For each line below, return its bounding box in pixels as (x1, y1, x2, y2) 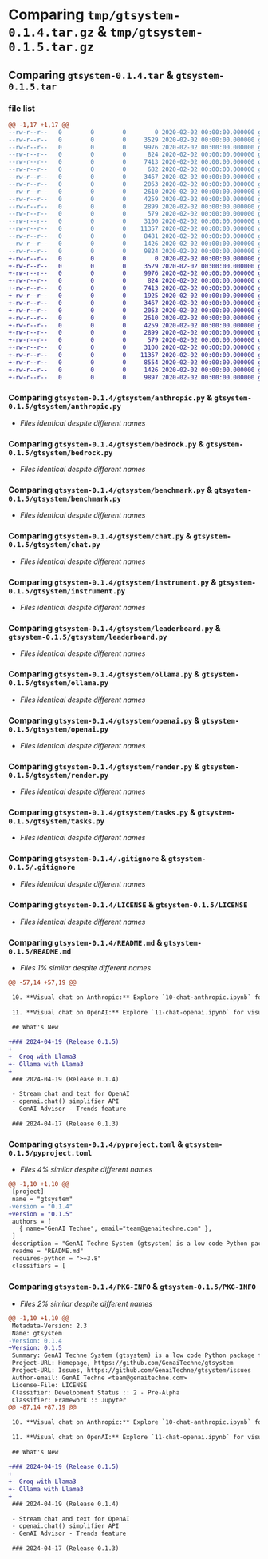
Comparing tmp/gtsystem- (8, 6, 181, 24)
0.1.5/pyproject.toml (8, 1148, 93, 1157)
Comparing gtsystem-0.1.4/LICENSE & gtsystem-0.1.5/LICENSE (8, 899, 248, 910)
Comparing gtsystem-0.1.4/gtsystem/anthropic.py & (8, 392, 213, 403)
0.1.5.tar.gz (8, 40, 94, 55)
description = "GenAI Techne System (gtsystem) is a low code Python (11, 1240, 248, 1248)
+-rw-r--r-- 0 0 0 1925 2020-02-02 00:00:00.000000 (8, 292, 255, 300)
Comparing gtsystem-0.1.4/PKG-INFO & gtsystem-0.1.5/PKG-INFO (8, 1280, 257, 1291)
